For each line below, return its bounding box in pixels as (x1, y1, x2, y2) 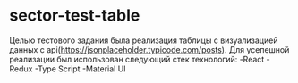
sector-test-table (9, 5, 140, 26)
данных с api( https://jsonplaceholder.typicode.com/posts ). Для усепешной (9, 44, 290, 54)
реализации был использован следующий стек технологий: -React (9, 54, 265, 64)
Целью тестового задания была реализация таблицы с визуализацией (9, 35, 278, 46)
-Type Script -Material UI (34, 63, 127, 74)
